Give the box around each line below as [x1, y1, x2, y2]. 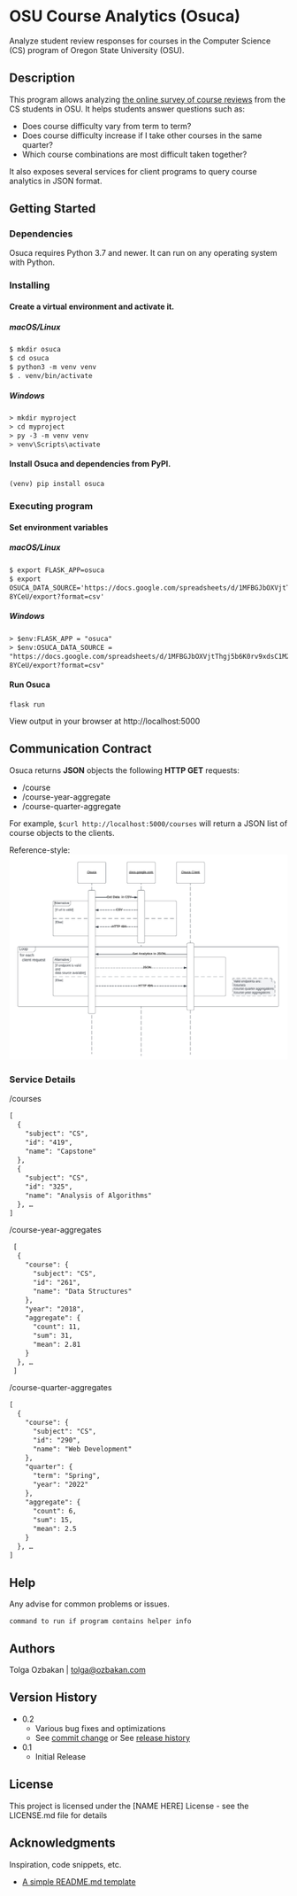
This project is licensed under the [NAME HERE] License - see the [9, 1800, 249, 1811]
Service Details [9, 1073, 77, 1086]
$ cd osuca [9, 353, 49, 362]
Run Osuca [9, 679, 50, 690]
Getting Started [9, 201, 96, 216]
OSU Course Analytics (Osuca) [9, 6, 240, 27]
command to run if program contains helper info [9, 1617, 192, 1626]
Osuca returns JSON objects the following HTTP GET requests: [9, 764, 240, 776]
